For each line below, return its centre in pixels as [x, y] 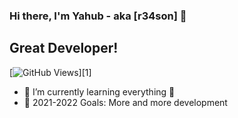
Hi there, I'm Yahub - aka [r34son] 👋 [98, 16]
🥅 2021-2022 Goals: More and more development [125, 102]
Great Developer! [64, 48]
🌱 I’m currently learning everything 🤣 [99, 91]
